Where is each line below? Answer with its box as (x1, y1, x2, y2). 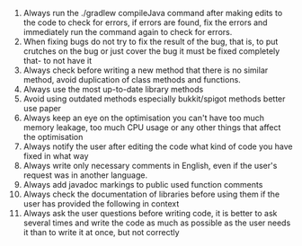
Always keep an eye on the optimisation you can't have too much (22, 112, 264, 123)
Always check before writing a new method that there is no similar (22, 65, 269, 75)
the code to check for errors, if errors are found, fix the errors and (22, 17, 268, 28)
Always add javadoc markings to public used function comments (22, 180, 263, 189)
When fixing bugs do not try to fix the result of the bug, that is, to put (22, 36, 279, 47)
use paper (22, 103, 62, 113)
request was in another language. (22, 170, 147, 180)
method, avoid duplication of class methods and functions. (22, 75, 241, 84)
